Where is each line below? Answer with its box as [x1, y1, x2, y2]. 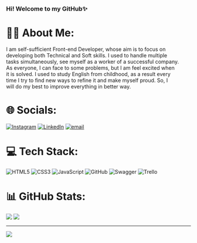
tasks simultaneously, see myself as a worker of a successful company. [6, 58, 179, 65]
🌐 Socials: [6, 104, 57, 117]
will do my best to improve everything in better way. [6, 83, 131, 90]
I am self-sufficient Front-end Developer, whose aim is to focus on [6, 46, 166, 53]
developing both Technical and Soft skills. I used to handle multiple [6, 52, 168, 59]
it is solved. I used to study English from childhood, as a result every [6, 70, 171, 77]
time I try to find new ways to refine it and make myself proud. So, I [6, 77, 168, 84]
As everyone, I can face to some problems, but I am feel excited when [6, 64, 175, 71]
